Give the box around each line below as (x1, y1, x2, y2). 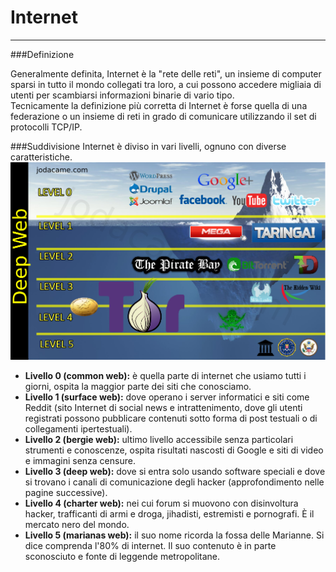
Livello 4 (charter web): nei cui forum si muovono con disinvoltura (24, 497, 299, 510)
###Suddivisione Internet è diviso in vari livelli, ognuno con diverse (10, 140, 287, 152)
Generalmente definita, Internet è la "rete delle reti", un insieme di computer (10, 67, 322, 80)
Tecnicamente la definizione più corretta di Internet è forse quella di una (10, 99, 308, 111)
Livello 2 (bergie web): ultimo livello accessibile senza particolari (24, 434, 294, 446)
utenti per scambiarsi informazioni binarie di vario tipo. (10, 89, 235, 101)
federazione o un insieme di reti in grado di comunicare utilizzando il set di (10, 110, 317, 122)
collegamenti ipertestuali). (24, 423, 133, 435)
